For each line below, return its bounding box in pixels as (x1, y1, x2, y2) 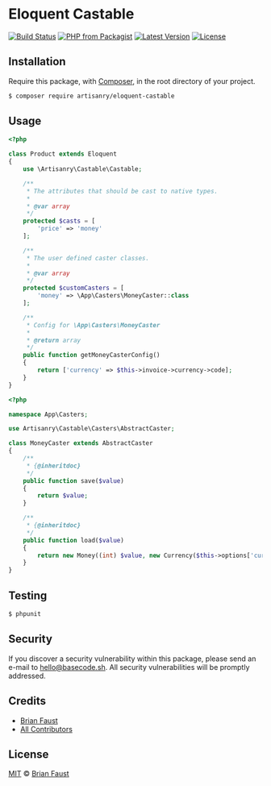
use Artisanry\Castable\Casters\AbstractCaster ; (8, 425, 175, 433)
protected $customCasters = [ (23, 284, 125, 293)
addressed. (8, 671, 46, 680)
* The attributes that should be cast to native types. (26, 187, 219, 195)
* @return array (26, 336, 81, 344)
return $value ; (37, 492, 89, 500)
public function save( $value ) (23, 476, 125, 484)
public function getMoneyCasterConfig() (23, 351, 161, 360)
